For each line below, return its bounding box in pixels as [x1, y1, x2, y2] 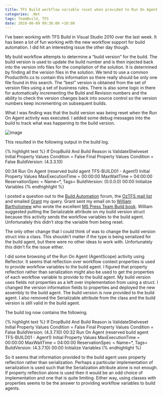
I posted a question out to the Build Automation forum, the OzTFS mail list [5, 193, 152, 199]
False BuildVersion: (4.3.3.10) [5, 159, 63, 165]
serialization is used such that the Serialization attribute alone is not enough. [5, 365, 158, 371]
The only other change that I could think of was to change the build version [5, 228, 156, 234]
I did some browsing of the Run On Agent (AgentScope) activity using [5, 254, 145, 260]
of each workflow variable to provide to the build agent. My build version [5, 274, 151, 280]
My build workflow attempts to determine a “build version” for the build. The [5, 54, 158, 60]
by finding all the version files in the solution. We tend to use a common [5, 69, 148, 75]
